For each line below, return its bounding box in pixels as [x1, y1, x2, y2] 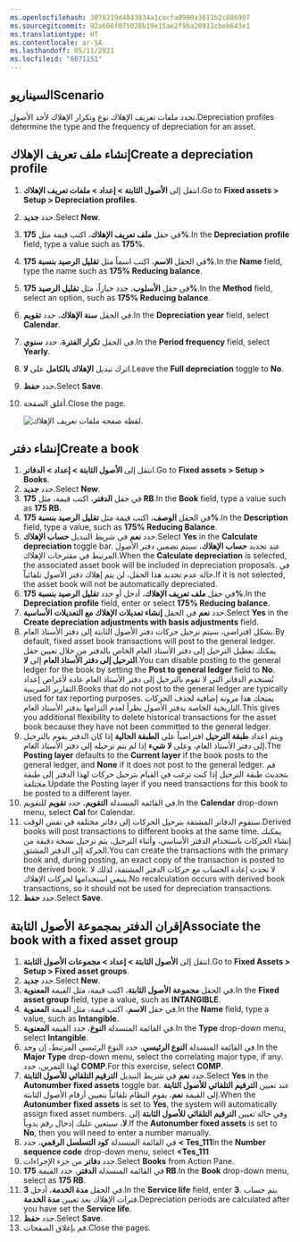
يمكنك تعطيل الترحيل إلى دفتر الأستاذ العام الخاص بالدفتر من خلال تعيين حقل [22, 645, 277, 656]
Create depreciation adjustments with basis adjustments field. [22, 617, 260, 627]
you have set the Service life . [22, 1204, 132, 1214]
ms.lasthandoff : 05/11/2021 [10, 47, 115, 55]
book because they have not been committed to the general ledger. [22, 721, 271, 732]
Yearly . [22, 345, 51, 356]
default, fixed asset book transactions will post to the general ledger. [22, 636, 276, 647]
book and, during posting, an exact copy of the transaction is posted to [22, 855, 285, 865]
